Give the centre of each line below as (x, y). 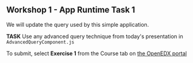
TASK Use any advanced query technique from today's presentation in (95, 36)
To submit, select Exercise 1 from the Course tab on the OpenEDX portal (96, 53)
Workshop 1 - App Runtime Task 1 (71, 10)
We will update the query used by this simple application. (78, 24)
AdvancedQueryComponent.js (40, 42)
